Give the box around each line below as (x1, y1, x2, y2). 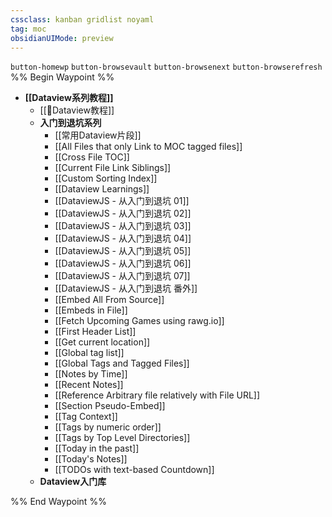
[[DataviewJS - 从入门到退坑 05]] (54, 245, 192, 257)
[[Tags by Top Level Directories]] (54, 432, 191, 444)
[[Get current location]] (54, 336, 151, 348)
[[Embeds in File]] (54, 304, 128, 316)
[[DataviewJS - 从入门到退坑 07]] (54, 270, 191, 282)
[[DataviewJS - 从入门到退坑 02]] (54, 207, 192, 220)
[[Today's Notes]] (54, 453, 128, 465)
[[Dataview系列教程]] (24, 92, 114, 104)
